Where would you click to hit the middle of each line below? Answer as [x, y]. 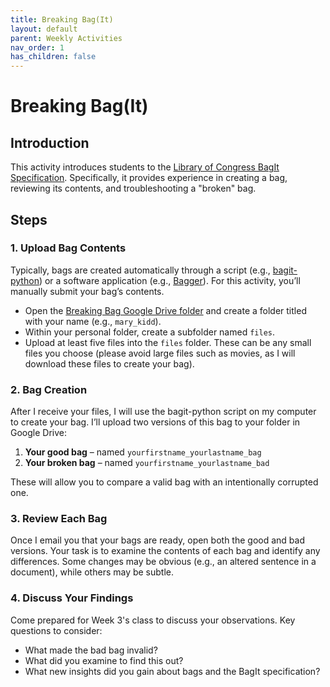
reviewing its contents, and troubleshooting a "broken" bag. [133, 188]
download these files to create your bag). [109, 363]
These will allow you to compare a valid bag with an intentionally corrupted [164, 482]
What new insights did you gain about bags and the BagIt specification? [172, 671]
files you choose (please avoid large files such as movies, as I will [160, 353]
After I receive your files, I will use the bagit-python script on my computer [163, 412]
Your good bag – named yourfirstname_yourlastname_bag [143, 452]
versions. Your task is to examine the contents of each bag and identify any [165, 551]
